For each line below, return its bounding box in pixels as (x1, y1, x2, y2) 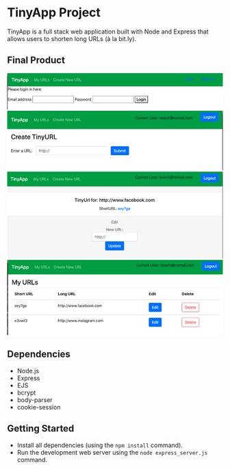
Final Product (7, 55, 65, 66)
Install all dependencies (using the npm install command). (16, 441, 183, 449)
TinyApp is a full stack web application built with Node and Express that (7, 27, 209, 36)
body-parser (16, 395, 53, 404)
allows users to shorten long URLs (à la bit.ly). (7, 34, 137, 42)
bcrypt (16, 388, 36, 397)
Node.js (16, 366, 40, 375)
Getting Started (7, 423, 75, 435)
